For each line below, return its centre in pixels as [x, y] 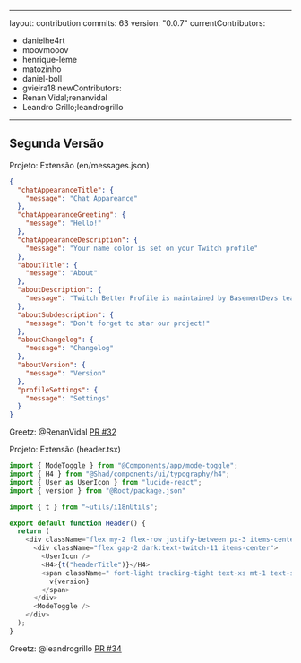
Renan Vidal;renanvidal [64, 98]
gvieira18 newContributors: [72, 88]
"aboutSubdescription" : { [66, 314]
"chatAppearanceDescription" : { [78, 240]
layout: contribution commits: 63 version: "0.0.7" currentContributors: [138, 23]
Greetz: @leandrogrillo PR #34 [66, 648]
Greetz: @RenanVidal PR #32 [63, 432]
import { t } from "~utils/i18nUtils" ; [84, 507]
